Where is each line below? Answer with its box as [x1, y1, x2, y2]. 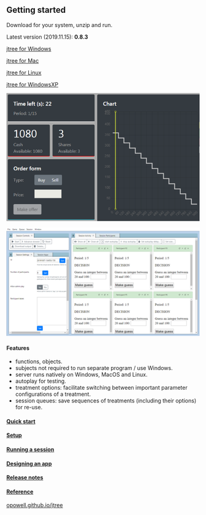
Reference [6, 488, 34, 495]
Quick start [6, 417, 36, 425]
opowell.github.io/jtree [6, 501, 63, 509]
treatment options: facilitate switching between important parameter [15, 384, 188, 391]
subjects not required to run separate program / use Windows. [15, 364, 173, 372]
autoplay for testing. [15, 377, 66, 385]
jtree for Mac [6, 57, 39, 64]
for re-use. [15, 404, 43, 411]
